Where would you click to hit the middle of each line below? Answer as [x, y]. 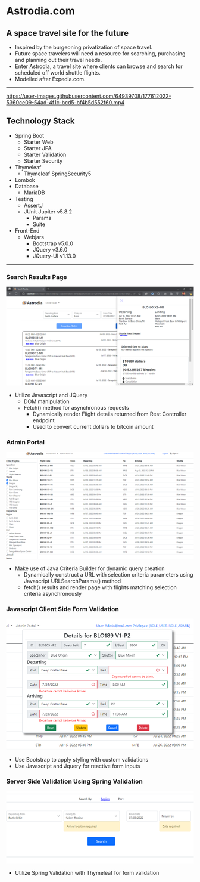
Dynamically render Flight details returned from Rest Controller [110, 414]
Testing [24, 199]
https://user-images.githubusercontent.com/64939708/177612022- [89, 96]
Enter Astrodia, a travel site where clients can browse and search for [99, 66]
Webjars [34, 237]
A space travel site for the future [68, 33]
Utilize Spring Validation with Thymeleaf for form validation [87, 873]
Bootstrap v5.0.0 [53, 243]
